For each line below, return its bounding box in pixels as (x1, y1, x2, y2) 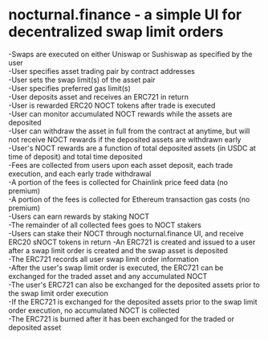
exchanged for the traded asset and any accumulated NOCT (8, 271, 208, 281)
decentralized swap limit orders (8, 23, 224, 41)
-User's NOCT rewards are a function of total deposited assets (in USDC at (8, 143, 257, 153)
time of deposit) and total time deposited (8, 151, 143, 162)
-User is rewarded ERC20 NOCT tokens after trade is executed (8, 100, 216, 110)
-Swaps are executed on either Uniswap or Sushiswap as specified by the (8, 49, 253, 59)
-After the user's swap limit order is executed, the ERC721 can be (8, 263, 224, 272)
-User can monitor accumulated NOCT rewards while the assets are (8, 109, 233, 118)
